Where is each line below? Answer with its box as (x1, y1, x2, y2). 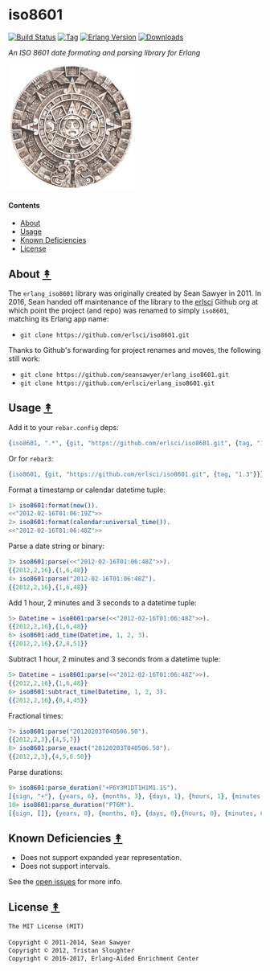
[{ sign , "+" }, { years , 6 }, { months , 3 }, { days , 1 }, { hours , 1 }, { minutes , (8, 792, 264, 801)
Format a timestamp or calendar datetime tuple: (8, 485, 166, 494)
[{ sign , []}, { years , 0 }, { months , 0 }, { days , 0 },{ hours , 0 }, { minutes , (8, 809, 257, 817)
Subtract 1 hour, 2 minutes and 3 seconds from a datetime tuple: (8, 654, 221, 664)
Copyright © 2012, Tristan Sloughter (8, 947, 135, 955)
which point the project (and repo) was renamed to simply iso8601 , (8, 305, 230, 315)
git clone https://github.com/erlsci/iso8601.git (19, 331, 190, 339)
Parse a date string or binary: (8, 541, 104, 551)
